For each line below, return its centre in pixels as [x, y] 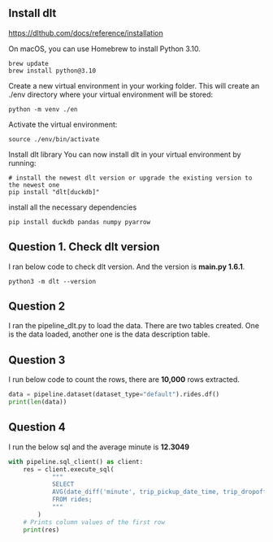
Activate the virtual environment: [63, 124]
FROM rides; [72, 500]
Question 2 [37, 307]
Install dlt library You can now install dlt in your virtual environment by [125, 154]
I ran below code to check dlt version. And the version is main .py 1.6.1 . [127, 267]
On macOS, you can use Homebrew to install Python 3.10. [104, 49]
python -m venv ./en [43, 109]
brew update [28, 63]
